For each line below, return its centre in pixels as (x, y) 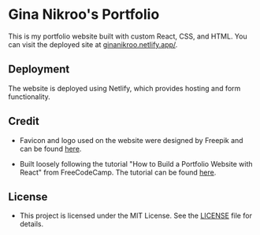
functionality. (30, 97)
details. (32, 224)
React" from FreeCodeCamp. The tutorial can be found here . (118, 172)
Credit (24, 121)
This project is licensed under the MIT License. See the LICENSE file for (136, 216)
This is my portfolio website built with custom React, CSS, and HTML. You (128, 36)
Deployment (39, 70)
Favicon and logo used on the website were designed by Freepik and (131, 140)
